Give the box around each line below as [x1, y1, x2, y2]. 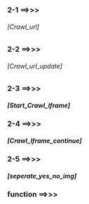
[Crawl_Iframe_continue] [7, 136, 82, 145]
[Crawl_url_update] [7, 61, 63, 70]
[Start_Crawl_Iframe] [7, 101, 71, 109]
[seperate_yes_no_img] [7, 172, 77, 180]
